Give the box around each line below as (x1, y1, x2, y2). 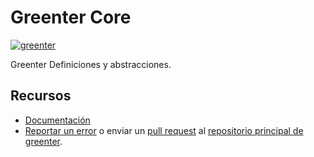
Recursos (10, 87, 72, 105)
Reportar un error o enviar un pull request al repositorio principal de (24, 124, 304, 136)
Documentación (24, 114, 91, 126)
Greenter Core (10, 6, 132, 29)
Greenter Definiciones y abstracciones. (10, 58, 172, 70)
